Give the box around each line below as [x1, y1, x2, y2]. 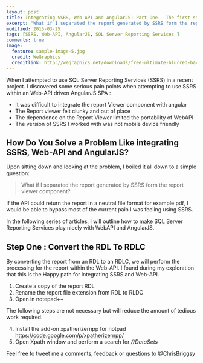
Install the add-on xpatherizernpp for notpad [14, 325, 126, 333]
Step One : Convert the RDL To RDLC [6, 242, 146, 252]
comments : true [6, 37, 45, 43]
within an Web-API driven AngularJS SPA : [6, 89, 111, 96]
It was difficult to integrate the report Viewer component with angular [14, 101, 187, 108]
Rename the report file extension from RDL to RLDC [14, 289, 144, 296]
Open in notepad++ [14, 295, 64, 303]
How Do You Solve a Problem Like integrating [6, 138, 179, 148]
